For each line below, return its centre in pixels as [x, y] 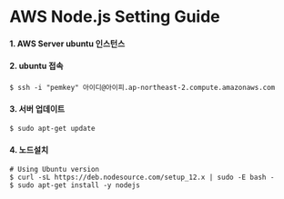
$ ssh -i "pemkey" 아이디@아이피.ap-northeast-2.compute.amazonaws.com [142, 87]
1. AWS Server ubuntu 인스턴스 [67, 44]
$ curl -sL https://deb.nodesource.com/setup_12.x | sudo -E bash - [142, 178]
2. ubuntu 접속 [36, 66]
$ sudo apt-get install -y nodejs [75, 185]
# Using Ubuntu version [55, 170]
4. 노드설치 [29, 149]
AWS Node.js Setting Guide [115, 17]
